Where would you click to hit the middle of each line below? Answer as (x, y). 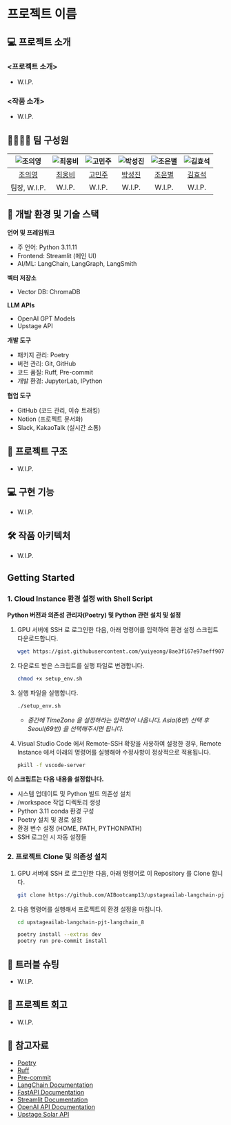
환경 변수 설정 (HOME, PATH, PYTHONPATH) (80, 829)
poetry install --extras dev (59, 935)
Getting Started (41, 578)
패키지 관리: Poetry (43, 354)
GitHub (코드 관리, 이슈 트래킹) (59, 410)
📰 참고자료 (28, 1046)
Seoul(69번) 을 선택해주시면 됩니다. (76, 728)
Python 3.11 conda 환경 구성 (56, 811)
